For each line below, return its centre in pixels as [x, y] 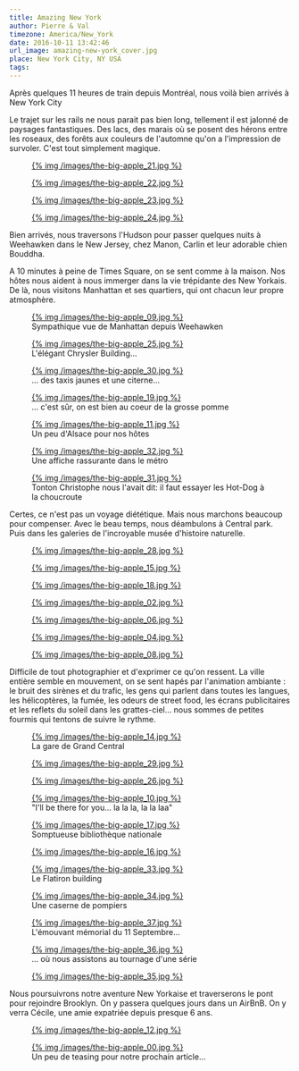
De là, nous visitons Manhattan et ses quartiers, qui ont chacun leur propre [146, 290]
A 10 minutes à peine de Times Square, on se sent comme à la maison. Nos [147, 271]
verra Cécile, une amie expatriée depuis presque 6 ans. [111, 1012]
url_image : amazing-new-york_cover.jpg [83, 51]
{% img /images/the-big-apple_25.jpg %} [108, 343]
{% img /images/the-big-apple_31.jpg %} [107, 477]
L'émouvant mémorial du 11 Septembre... [106, 932]
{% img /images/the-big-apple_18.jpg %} [106, 585]
